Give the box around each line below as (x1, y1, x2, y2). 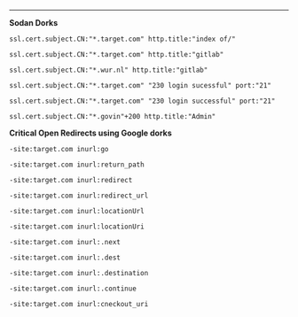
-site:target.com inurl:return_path (9, 160, 145, 169)
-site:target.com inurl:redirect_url (9, 191, 149, 200)
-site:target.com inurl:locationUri (9, 222, 145, 231)
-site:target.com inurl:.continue (9, 284, 137, 293)
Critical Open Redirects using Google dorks (9, 128, 173, 138)
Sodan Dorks (9, 18, 59, 27)
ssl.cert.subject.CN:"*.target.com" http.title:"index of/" (9, 35, 237, 43)
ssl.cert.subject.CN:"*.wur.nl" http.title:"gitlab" (9, 66, 208, 74)
